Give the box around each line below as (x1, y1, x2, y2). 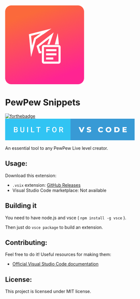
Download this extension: (5, 172, 57, 178)
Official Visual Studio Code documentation (12, 261, 99, 267)
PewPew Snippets (5, 97, 80, 108)
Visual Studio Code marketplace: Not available (12, 187, 107, 193)
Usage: (5, 160, 28, 168)
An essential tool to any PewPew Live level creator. (5, 145, 108, 151)
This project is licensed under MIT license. (5, 289, 91, 295)
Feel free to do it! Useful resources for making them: (5, 252, 111, 258)
